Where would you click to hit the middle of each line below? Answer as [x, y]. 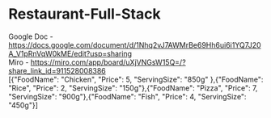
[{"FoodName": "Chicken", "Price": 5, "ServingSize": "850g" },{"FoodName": [136, 79]
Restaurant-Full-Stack [85, 14]
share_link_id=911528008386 [57, 70]
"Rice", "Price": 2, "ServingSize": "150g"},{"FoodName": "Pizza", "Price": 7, [133, 88]
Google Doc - [31, 36]
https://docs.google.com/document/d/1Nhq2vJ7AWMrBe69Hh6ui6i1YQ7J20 [135, 44]
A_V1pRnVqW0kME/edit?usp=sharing [70, 53]
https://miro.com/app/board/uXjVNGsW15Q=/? [108, 62]
